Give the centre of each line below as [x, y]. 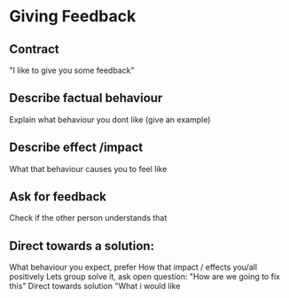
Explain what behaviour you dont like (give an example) [110, 119]
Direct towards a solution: [82, 246]
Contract [34, 49]
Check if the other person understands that [88, 218]
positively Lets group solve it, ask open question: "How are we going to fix [145, 277]
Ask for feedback [58, 197]
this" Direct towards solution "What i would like [95, 286]
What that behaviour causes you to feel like [88, 169]
